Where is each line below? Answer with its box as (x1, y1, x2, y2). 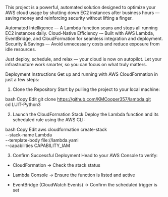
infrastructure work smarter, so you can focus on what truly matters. (5, 62, 147, 67)
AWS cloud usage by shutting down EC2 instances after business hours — (5, 10, 160, 16)
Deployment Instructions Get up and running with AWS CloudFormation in (5, 71, 158, 77)
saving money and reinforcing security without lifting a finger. (5, 15, 133, 21)
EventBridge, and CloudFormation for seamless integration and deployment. (5, 35, 163, 41)
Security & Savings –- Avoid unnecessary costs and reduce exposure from (5, 41, 160, 47)
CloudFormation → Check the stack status (12, 162, 101, 168)
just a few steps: (5, 77, 39, 82)
